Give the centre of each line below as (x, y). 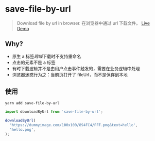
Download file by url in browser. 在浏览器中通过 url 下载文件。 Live (83, 23)
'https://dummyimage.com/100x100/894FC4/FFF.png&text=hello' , (74, 125)
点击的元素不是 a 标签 (34, 62)
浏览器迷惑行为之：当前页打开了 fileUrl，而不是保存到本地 (70, 75)
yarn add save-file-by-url (32, 103)
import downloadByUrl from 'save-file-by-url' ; (54, 112)
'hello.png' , (23, 130)
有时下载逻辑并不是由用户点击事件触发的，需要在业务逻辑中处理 (76, 68)
